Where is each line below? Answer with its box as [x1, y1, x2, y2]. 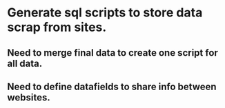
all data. [7, 57, 43, 69]
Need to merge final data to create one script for [7, 47, 219, 58]
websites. [7, 91, 50, 103]
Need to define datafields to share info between [7, 80, 217, 92]
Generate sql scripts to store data [7, 5, 203, 21]
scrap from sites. [7, 19, 107, 35]
